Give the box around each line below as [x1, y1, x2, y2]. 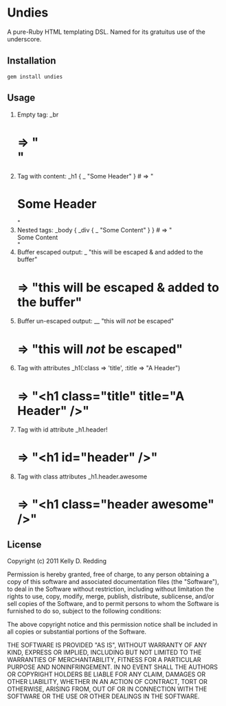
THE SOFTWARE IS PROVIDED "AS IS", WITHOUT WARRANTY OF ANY [7, 641, 207, 649]
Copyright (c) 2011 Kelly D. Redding [7, 557, 106, 565]
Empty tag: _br [16, 110, 59, 119]
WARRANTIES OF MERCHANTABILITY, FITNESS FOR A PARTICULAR [7, 656, 201, 664]
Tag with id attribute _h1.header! [16, 425, 108, 434]
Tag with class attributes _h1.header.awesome [16, 472, 148, 481]
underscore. [7, 34, 42, 43]
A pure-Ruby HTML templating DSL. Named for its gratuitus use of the [7, 28, 206, 36]
